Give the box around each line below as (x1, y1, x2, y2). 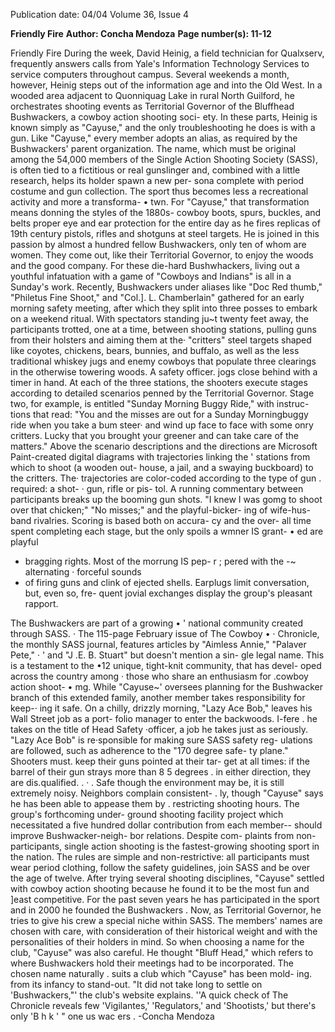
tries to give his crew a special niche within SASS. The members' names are (10, 915, 323, 926)
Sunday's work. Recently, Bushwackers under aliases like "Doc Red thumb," (10, 281, 323, 293)
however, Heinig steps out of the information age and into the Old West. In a (10, 79, 323, 91)
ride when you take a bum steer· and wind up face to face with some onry (10, 419, 314, 431)
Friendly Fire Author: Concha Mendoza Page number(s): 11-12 (10, 28, 272, 39)
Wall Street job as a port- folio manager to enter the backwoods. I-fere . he (10, 713, 318, 724)
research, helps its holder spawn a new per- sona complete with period (10, 175, 305, 186)
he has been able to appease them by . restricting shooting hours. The (10, 798, 300, 809)
